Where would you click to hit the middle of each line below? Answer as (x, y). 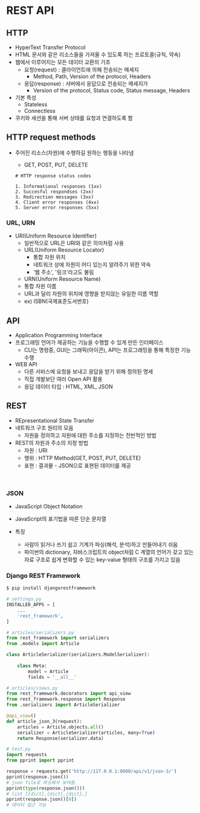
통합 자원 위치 (49, 257)
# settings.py (24, 599)
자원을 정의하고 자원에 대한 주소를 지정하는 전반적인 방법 (90, 435)
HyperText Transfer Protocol (50, 47)
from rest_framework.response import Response (66, 699)
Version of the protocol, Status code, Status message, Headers (111, 90)
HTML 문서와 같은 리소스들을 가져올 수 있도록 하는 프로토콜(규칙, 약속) (98, 54)
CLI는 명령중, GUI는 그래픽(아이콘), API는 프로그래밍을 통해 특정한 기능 (108, 350)
